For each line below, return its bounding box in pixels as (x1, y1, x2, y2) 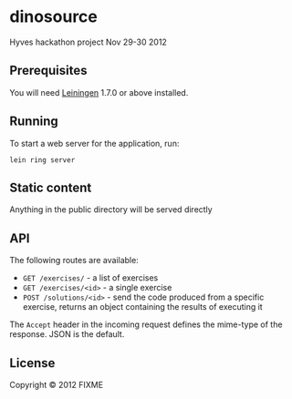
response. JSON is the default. (9, 329, 125, 340)
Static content (9, 179, 92, 195)
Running (9, 114, 59, 129)
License (9, 355, 56, 371)
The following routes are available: (9, 255, 139, 266)
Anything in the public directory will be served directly (9, 204, 213, 215)
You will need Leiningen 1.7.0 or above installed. (9, 87, 189, 97)
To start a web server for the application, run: (9, 138, 180, 148)
